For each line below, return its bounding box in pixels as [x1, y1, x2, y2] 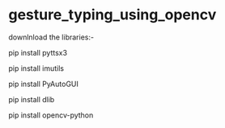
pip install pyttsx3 [8, 47, 67, 57]
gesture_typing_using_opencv [8, 6, 217, 24]
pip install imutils [8, 63, 65, 73]
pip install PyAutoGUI [8, 79, 79, 89]
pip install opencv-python [8, 110, 94, 120]
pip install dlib [8, 94, 55, 104]
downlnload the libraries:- [8, 32, 95, 42]
